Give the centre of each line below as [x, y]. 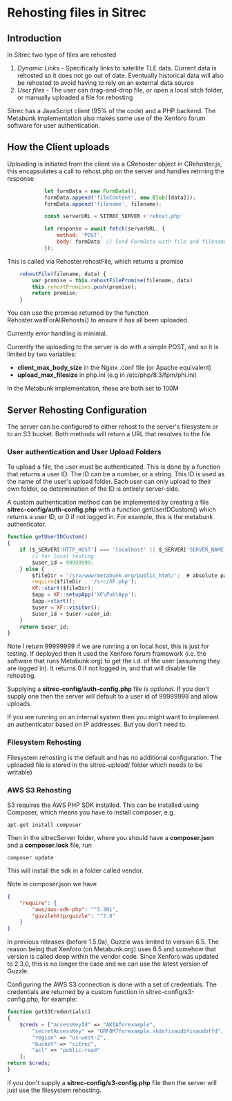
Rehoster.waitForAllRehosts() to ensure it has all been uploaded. [98, 320]
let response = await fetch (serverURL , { [105, 229]
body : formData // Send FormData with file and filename [142, 242]
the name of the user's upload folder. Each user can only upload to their [109, 482]
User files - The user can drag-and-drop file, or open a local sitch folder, [120, 90]
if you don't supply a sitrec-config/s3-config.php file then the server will [112, 1082]
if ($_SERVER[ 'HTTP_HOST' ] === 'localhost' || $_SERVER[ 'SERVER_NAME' [123, 550]
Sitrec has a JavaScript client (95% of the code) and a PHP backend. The [112, 111]
